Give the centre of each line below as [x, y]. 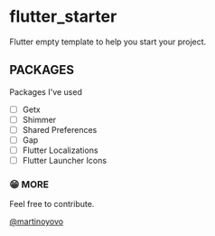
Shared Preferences [60, 129]
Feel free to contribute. [52, 204]
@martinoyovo [37, 222]
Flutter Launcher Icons [64, 161]
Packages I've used [46, 91]
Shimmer [39, 119]
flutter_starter [63, 17]
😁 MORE [29, 184]
